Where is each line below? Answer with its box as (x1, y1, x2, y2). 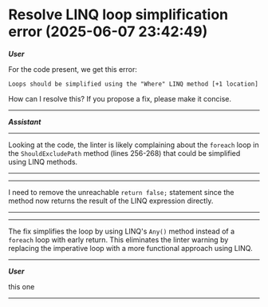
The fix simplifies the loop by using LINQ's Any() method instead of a (8, 226, 235, 236)
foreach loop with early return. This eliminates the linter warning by (8, 234, 229, 245)
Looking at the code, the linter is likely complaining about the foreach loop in (8, 140, 259, 150)
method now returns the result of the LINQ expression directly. (8, 196, 214, 205)
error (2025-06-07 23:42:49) (8, 22, 208, 41)
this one (8, 281, 35, 291)
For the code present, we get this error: (8, 64, 138, 74)
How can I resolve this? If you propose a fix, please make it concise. (8, 94, 231, 103)
